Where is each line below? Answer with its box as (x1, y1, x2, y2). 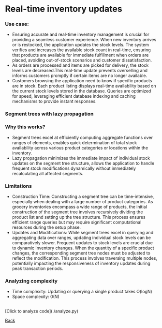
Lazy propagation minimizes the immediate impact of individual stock (12, 155, 150, 161)
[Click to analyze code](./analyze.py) (5, 308, 79, 314)
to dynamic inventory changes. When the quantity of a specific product (12, 245, 154, 251)
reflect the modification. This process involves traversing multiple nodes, (12, 255, 158, 261)
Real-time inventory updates (5, 3, 122, 15)
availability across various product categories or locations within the (12, 145, 148, 150)
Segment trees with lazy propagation (5, 110, 94, 117)
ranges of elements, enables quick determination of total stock (12, 139, 137, 146)
